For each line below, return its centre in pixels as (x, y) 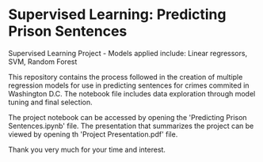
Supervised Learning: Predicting (117, 15)
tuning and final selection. (50, 102)
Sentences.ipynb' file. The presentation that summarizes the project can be (131, 126)
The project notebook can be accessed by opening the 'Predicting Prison (128, 117)
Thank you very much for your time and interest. (87, 149)
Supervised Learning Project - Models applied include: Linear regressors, (128, 53)
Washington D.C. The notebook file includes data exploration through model (132, 93)
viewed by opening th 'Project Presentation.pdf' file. (93, 134)
